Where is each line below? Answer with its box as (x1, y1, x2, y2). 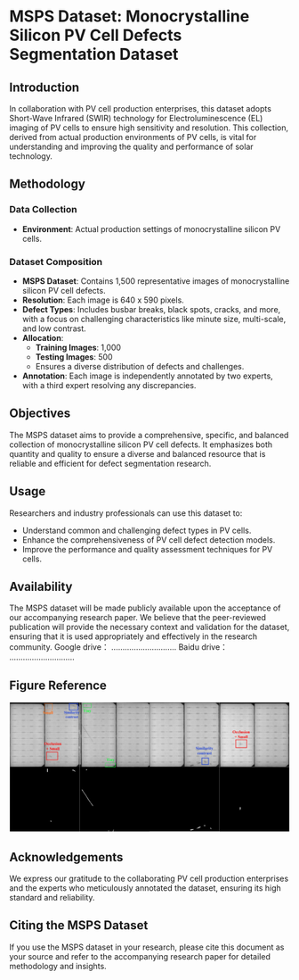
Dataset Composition (9, 255, 103, 268)
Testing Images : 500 (35, 351, 113, 362)
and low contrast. (21, 323, 86, 334)
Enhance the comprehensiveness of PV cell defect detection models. (21, 534, 276, 545)
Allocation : (21, 332, 64, 343)
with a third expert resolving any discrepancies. (21, 379, 197, 390)
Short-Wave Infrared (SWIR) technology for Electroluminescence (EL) (9, 113, 263, 123)
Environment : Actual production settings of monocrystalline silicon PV (21, 223, 281, 234)
